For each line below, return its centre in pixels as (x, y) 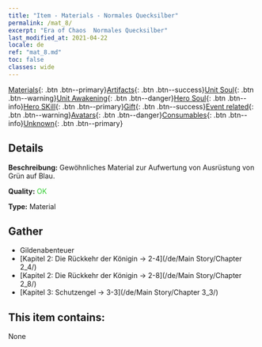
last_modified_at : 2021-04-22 (58, 38)
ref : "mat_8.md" (35, 52)
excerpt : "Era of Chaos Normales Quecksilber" (88, 30)
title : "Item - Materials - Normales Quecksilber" (93, 15)
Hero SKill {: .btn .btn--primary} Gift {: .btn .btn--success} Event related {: (139, 106)
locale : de (26, 45)
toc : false (26, 60)
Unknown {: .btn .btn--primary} (73, 123)
